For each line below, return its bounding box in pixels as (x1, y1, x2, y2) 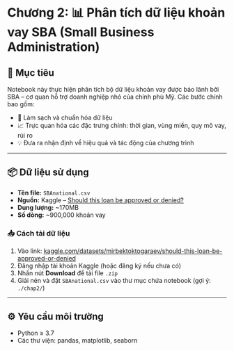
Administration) (7, 39, 100, 55)
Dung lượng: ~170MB (17, 203, 79, 211)
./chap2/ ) (17, 284, 45, 292)
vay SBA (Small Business (7, 24, 155, 40)
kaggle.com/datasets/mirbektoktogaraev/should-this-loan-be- (43, 247, 223, 255)
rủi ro (17, 131, 33, 139)
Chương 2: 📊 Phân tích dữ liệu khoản (7, 5, 226, 21)
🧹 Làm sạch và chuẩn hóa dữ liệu (17, 113, 113, 122)
